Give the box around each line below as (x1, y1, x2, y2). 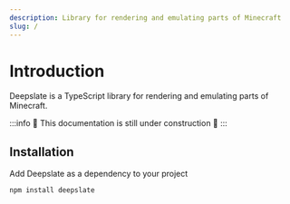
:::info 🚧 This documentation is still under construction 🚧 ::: (9, 118, 228, 129)
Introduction (9, 61, 105, 82)
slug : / (9, 22, 39, 31)
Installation (9, 144, 74, 160)
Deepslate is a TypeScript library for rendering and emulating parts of (9, 91, 269, 102)
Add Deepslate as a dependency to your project (9, 169, 188, 180)
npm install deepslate (9, 186, 95, 195)
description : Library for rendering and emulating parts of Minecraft (9, 13, 282, 23)
